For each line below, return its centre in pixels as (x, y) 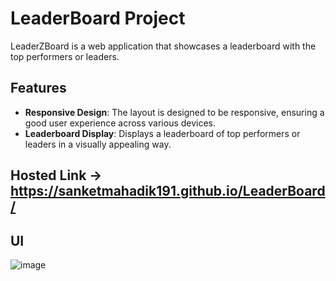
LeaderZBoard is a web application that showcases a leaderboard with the (163, 46)
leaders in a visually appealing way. (98, 144)
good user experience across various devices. (120, 123)
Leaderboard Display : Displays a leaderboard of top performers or (162, 133)
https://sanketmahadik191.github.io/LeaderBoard (168, 191)
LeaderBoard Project (98, 18)
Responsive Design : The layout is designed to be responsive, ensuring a (174, 112)
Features (38, 88)
